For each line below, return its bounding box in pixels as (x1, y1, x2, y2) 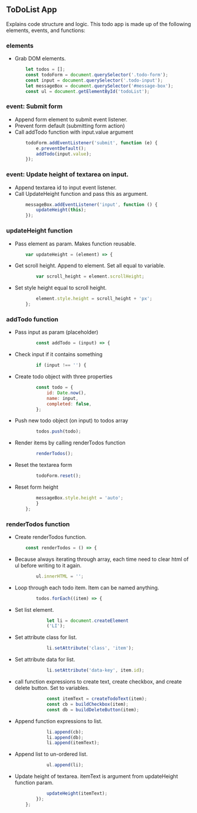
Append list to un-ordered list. (14, 751, 88, 758)
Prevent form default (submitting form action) (14, 122, 125, 129)
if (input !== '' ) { (36, 362, 87, 369)
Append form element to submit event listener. (14, 115, 128, 123)
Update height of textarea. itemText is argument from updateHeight (14, 773, 178, 780)
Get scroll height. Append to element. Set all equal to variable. (14, 262, 165, 269)
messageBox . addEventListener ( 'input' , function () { (25, 201, 158, 208)
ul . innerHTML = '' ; (36, 573, 84, 579)
